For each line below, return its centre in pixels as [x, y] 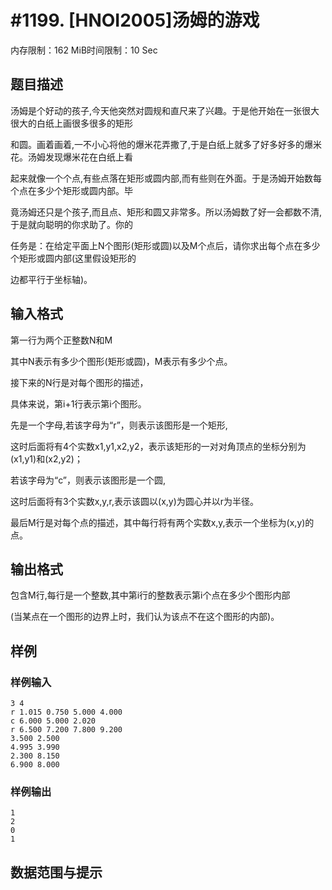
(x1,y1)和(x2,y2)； [46, 458]
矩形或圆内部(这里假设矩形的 [77, 258]
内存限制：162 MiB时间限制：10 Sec [84, 50]
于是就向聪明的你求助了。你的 [71, 224]
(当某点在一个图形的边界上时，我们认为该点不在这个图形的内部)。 [145, 617]
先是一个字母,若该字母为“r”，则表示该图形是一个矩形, [119, 425]
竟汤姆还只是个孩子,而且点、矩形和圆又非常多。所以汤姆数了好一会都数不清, [166, 212]
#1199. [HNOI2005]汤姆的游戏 [135, 20]
